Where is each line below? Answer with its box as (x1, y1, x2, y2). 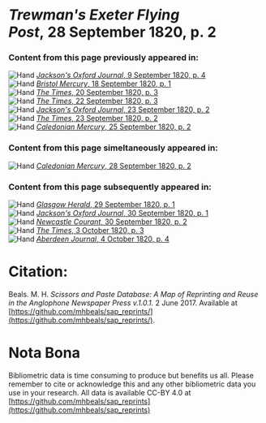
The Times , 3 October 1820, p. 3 (36, 226, 144, 235)
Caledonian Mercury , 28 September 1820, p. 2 (36, 161, 192, 170)
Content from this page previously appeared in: (8, 52, 199, 63)
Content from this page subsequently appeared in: (8, 181, 212, 192)
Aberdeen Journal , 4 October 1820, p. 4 (36, 234, 170, 244)
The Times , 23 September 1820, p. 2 (36, 114, 158, 123)
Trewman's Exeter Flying (8, 6, 180, 24)
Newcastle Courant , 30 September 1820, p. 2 (36, 217, 188, 227)
